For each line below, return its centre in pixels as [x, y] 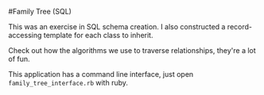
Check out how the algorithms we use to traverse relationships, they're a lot [132, 50]
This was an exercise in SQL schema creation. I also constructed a [117, 27]
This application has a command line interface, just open [101, 74]
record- [240, 27]
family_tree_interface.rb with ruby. [68, 83]
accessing [25, 35]
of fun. [19, 59]
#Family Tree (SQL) [40, 11]
